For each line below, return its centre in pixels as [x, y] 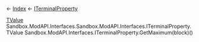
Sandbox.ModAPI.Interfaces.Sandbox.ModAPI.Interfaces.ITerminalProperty [98, 26]
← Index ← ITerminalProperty [42, 9]
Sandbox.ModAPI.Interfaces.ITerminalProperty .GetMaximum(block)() [109, 33]
